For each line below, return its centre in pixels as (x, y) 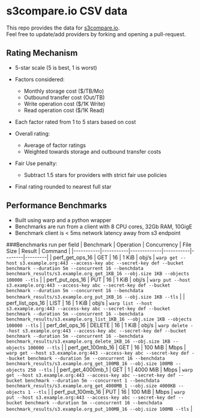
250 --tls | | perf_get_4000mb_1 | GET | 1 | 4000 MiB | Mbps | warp (111, 369)
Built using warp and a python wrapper (63, 220)
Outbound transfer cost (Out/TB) (64, 97)
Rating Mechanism (42, 53)
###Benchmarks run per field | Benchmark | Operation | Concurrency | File (99, 245)
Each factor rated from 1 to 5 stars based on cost (75, 122)
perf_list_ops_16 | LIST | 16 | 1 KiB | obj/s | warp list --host (79, 303)
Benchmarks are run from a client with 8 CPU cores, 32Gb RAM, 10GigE (103, 226)
